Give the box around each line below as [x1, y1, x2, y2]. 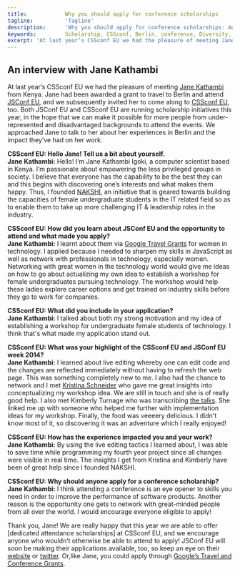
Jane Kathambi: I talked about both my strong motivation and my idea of [7, 314, 222, 322]
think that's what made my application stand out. [7, 329, 151, 337]
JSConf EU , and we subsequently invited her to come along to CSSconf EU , [7, 97, 230, 106]
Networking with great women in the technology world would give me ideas [7, 262, 230, 270]
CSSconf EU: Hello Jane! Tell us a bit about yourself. [7, 149, 166, 158]
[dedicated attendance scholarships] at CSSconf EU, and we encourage [7, 528, 219, 537]
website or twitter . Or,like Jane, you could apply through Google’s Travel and [7, 551, 232, 560]
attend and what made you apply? [7, 232, 111, 240]
